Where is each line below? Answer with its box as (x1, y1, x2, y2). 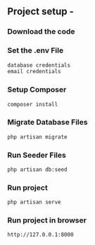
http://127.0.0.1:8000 (7, 232, 74, 239)
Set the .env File (7, 46, 64, 56)
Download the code (7, 27, 75, 37)
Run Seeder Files (7, 150, 67, 160)
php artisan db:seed (7, 166, 68, 173)
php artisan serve (7, 199, 61, 206)
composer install (7, 101, 58, 108)
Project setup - (7, 6, 74, 18)
